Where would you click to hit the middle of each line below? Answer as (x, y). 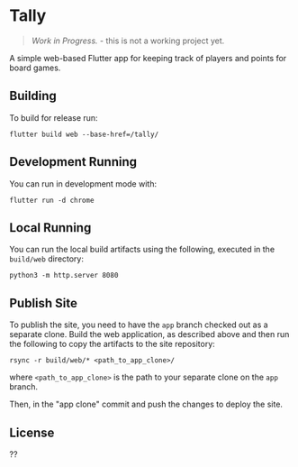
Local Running (50, 228)
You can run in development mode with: (83, 183)
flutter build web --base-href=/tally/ (84, 134)
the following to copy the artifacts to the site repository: (113, 344)
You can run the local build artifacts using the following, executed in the (142, 250)
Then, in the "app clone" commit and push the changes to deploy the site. (146, 404)
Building (33, 96)
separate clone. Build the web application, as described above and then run (149, 334)
